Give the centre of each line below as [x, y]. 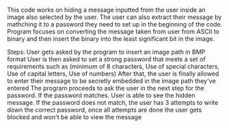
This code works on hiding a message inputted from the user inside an [107, 10]
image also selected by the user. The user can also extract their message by [114, 17]
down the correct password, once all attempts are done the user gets [105, 110]
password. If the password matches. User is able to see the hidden [101, 95]
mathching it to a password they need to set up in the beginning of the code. [115, 24]
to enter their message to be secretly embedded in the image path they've [112, 81]
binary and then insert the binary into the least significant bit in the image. [111, 39]
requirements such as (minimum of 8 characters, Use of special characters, [113, 66]
